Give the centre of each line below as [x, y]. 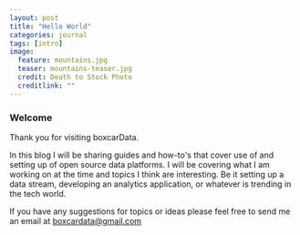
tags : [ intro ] [36, 43]
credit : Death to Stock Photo [75, 77]
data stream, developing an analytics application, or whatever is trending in [150, 184]
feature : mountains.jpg [62, 60]
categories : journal [49, 35]
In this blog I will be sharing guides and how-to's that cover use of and [142, 155]
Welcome [31, 117]
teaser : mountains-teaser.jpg [75, 69]
